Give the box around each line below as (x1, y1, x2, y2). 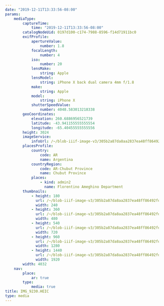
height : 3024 (22, 130, 49, 135)
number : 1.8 (40, 44, 64, 48)
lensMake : (31, 66, 51, 71)
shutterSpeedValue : (31, 103, 71, 108)
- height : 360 (31, 207, 60, 212)
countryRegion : (31, 162, 62, 167)
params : (5, 12, 21, 17)
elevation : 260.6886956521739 (31, 116, 93, 121)
